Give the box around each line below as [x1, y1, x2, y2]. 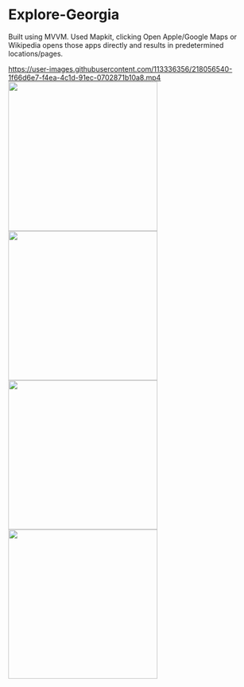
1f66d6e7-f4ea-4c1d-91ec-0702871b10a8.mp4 [8, 72, 161, 82]
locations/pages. [8, 49, 64, 58]
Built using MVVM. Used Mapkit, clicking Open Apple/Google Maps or [8, 32, 237, 41]
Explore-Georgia [8, 6, 120, 24]
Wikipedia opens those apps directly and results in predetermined [8, 40, 224, 49]
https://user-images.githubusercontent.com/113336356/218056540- [8, 64, 233, 73]
